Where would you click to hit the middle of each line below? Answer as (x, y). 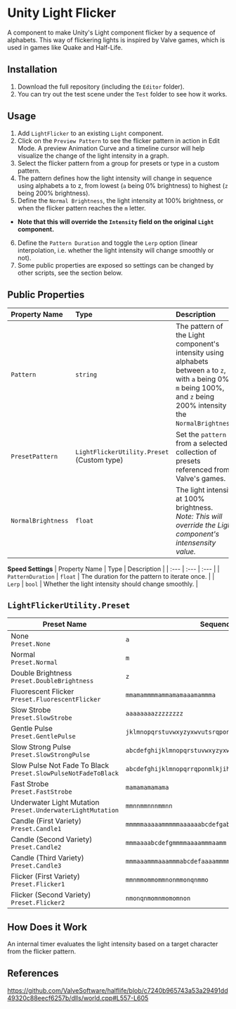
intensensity (196, 543)
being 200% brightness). (53, 193)
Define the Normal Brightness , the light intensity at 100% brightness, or (120, 200)
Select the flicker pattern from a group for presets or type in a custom (118, 163)
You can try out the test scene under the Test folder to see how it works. (122, 94)
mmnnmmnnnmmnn (149, 806)
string (86, 375)
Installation (32, 69)
